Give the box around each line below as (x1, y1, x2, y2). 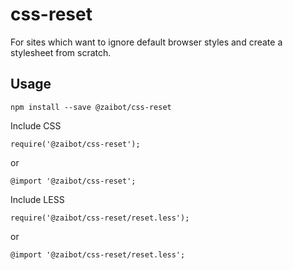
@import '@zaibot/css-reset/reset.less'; (10, 249, 186, 260)
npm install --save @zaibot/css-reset (10, 102, 172, 112)
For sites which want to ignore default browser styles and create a (10, 36, 283, 48)
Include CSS (10, 119, 62, 132)
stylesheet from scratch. (10, 46, 112, 58)
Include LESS (10, 193, 65, 205)
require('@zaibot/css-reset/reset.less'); (10, 213, 190, 223)
